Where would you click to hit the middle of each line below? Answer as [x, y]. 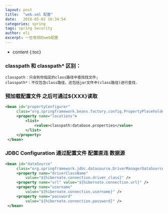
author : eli [17, 33]
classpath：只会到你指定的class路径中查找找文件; [52, 77]
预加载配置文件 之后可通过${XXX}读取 [51, 96]
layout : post [19, 10]
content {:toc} [27, 52]
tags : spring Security [29, 28]
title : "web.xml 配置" [29, 14]
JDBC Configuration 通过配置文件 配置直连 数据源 [65, 153]
